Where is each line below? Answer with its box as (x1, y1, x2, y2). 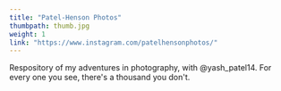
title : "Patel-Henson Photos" (9, 12, 123, 22)
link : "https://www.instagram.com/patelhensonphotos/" (9, 37, 218, 47)
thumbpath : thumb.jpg (9, 21, 90, 30)
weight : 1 (9, 29, 47, 38)
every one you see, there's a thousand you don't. (9, 72, 191, 83)
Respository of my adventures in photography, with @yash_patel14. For (9, 62, 272, 73)
